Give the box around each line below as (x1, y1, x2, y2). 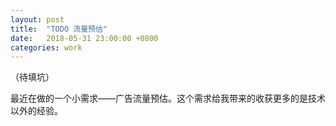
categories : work (10, 42, 83, 53)
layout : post (10, 14, 65, 25)
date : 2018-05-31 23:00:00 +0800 (10, 33, 159, 43)
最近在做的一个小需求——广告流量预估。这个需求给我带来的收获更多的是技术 (10, 92, 326, 105)
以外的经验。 (10, 105, 63, 117)
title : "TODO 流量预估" (10, 24, 108, 34)
